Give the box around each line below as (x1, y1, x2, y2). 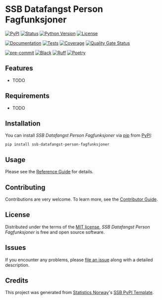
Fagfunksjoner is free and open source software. (5, 229, 105, 235)
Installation (5, 119, 41, 128)
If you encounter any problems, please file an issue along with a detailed (5, 257, 153, 263)
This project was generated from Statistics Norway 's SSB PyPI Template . (5, 290, 154, 296)
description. (5, 262, 30, 268)
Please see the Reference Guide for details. (5, 169, 94, 175)
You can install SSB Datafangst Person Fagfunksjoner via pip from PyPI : (5, 133, 152, 139)
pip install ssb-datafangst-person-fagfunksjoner (5, 142, 110, 147)
